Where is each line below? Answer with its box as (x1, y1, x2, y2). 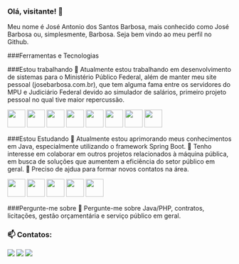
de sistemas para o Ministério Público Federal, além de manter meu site (7, 73, 217, 81)
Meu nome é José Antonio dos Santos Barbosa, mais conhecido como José (7, 23, 230, 31)
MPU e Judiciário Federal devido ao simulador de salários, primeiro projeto (7, 88, 226, 97)
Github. (7, 38, 29, 46)
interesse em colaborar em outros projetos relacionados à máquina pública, (7, 149, 229, 159)
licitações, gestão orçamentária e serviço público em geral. (7, 211, 181, 220)
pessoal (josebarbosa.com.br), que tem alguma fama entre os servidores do (7, 80, 231, 89)
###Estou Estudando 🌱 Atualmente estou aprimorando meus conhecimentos (7, 134, 232, 143)
